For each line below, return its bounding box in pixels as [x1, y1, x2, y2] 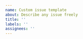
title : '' [5, 17, 26, 22]
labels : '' [5, 21, 28, 27]
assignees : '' [5, 26, 35, 31]
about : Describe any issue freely [5, 12, 78, 17]
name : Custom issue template [5, 7, 67, 13]
